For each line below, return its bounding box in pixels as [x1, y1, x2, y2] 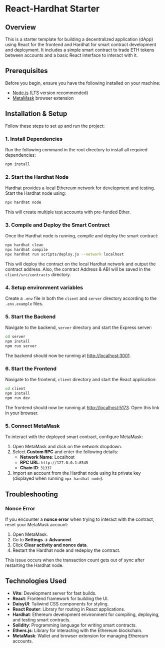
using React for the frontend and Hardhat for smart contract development [5, 42, 156, 48]
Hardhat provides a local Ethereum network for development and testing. [5, 185, 155, 191]
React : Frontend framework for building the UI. [12, 595, 109, 601]
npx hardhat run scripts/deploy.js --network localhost [5, 252, 124, 257]
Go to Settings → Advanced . [12, 537, 72, 543]
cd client [5, 386, 26, 391]
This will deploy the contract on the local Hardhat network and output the [5, 261, 156, 267]
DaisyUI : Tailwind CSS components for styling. [12, 600, 109, 606]
